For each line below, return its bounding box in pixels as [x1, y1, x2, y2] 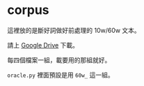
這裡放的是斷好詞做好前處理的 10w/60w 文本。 [7, 26, 141, 34]
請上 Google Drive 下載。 [7, 41, 79, 49]
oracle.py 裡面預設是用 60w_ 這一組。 [7, 71, 114, 79]
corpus [7, 2, 50, 18]
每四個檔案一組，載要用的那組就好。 [7, 55, 111, 64]
